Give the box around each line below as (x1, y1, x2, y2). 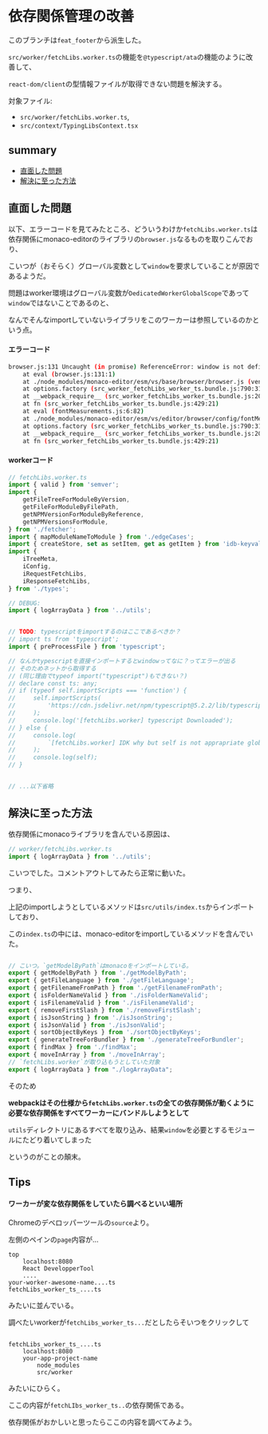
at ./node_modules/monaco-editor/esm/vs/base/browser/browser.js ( (22, 377, 251, 385)
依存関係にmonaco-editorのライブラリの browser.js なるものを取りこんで (8, 234, 246, 243)
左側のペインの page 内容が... (8, 1235, 99, 1245)
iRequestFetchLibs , (22, 570, 88, 578)
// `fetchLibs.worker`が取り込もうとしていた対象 (8, 1058, 161, 1066)
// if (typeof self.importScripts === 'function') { (8, 687, 187, 695)
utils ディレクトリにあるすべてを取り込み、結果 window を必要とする (8, 1124, 228, 1134)
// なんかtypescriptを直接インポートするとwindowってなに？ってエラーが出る (8, 657, 236, 665)
